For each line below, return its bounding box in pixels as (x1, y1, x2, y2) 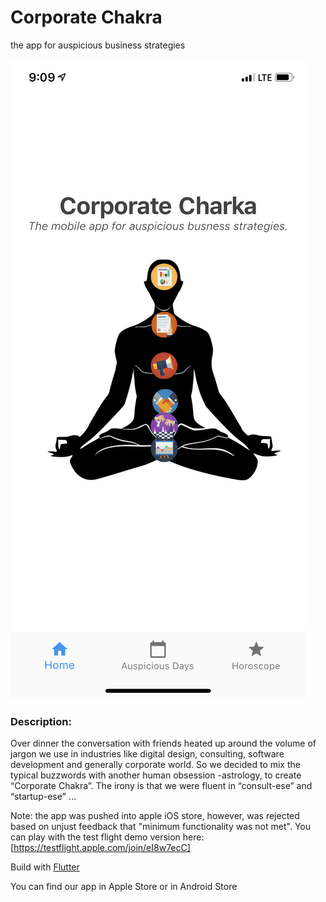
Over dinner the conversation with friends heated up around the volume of (10, 737, 317, 750)
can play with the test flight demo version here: (10, 831, 205, 843)
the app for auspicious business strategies (10, 39, 186, 51)
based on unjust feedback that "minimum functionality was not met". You (10, 821, 311, 833)
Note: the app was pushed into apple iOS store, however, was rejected (10, 810, 300, 822)
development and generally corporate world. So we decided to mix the (10, 759, 301, 771)
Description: (10, 714, 72, 728)
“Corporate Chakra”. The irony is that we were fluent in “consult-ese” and (10, 780, 313, 792)
